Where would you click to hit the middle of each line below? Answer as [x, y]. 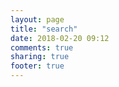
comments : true [42, 47]
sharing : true [40, 57]
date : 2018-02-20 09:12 [60, 38]
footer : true [37, 66]
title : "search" [44, 29]
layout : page [37, 19]
